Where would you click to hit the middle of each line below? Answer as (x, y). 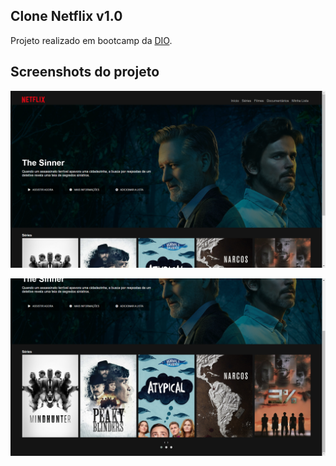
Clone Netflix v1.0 (66, 16)
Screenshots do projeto (85, 72)
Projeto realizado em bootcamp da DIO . (91, 40)
